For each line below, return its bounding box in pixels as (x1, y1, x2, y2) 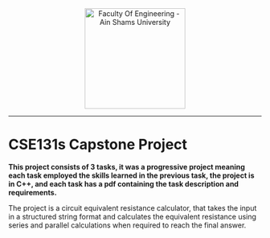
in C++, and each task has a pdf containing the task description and (8, 178, 239, 188)
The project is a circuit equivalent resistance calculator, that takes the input (8, 203, 257, 212)
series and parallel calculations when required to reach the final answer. (8, 220, 247, 230)
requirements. (8, 187, 58, 197)
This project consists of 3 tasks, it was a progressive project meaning (8, 162, 245, 171)
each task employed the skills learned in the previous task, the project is (8, 170, 255, 180)
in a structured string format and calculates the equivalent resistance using (8, 211, 257, 221)
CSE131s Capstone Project (8, 136, 187, 154)
